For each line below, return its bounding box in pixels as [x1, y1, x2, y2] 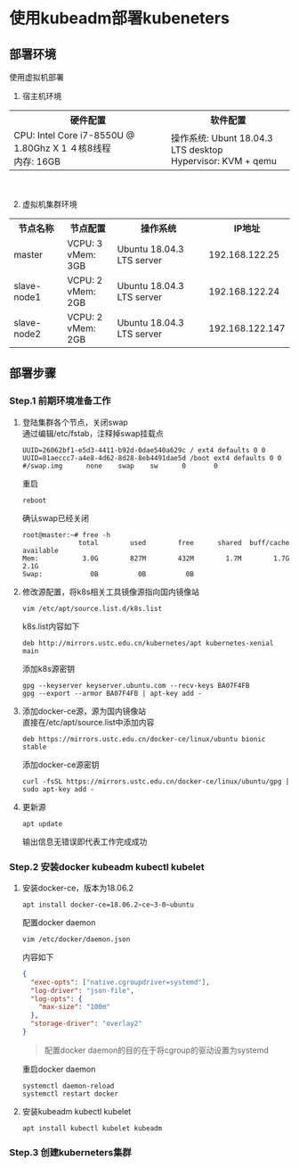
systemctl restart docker [21, 1089, 118, 1098]
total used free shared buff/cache [78, 538, 290, 547]
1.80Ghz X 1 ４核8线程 [13, 142, 111, 154]
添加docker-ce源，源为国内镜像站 [21, 706, 147, 716]
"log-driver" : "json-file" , [30, 986, 135, 995]
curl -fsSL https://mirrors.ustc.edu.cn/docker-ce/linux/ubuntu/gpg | [21, 777, 290, 786]
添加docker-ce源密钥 [21, 759, 100, 770]
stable [21, 742, 47, 751]
